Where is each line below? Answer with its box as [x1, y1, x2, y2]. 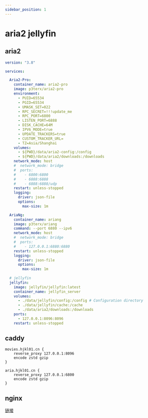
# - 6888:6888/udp [13, 181, 57, 186]
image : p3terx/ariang [13, 222, 57, 226]
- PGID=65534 [17, 100, 44, 105]
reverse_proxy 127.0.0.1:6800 [13, 372, 75, 377]
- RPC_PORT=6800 [17, 113, 51, 119]
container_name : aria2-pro [13, 82, 68, 87]
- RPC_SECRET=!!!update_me [17, 109, 72, 114]
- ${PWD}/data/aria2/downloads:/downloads [17, 154, 105, 159]
